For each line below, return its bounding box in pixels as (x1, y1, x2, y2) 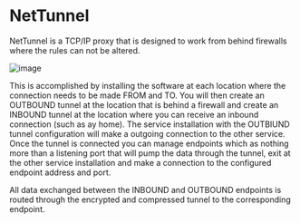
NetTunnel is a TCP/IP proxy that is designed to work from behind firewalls (9, 35, 287, 46)
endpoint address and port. (9, 167, 111, 178)
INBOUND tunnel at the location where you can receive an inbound (9, 109, 259, 120)
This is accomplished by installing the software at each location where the (9, 80, 286, 91)
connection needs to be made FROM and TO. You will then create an (9, 90, 266, 101)
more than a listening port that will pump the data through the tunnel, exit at (9, 147, 292, 159)
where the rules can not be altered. (9, 44, 140, 55)
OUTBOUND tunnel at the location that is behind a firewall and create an (9, 99, 279, 110)
